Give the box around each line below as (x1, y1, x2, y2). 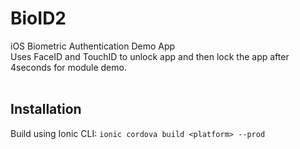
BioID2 (10, 7, 67, 30)
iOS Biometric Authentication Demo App (10, 40, 176, 52)
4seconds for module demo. (10, 61, 127, 73)
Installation (10, 101, 82, 118)
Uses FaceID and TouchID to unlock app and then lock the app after (10, 50, 290, 62)
